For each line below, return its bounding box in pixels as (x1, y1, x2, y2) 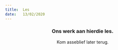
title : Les (5, 7, 29, 12)
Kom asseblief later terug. (56, 39, 109, 45)
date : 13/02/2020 (5, 12, 45, 17)
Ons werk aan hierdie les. (51, 28, 114, 35)
